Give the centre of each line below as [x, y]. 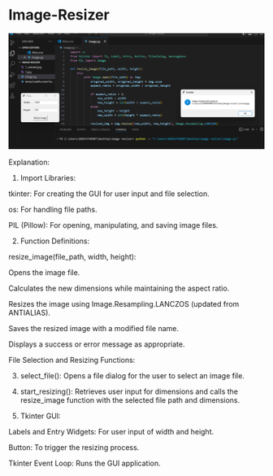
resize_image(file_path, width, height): [72, 256]
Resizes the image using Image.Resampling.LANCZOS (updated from [124, 304]
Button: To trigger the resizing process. [74, 447]
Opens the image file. [44, 272]
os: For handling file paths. [53, 209]
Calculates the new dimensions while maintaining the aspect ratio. [119, 288]
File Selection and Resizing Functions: [72, 360]
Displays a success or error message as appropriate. [97, 344]
